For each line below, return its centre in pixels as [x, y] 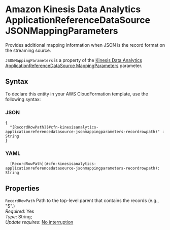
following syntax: [23, 99]
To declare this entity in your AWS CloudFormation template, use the [77, 94]
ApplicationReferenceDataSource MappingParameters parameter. [74, 65]
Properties [22, 188]
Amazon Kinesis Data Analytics [73, 9]
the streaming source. [28, 50]
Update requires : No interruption [39, 222]
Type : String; [19, 217]
